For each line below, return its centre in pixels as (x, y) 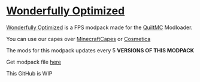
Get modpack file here (34, 62)
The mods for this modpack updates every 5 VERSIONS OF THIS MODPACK (100, 50)
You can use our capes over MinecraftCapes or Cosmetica (78, 39)
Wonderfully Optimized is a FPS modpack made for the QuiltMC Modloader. (99, 27)
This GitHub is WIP (29, 73)
